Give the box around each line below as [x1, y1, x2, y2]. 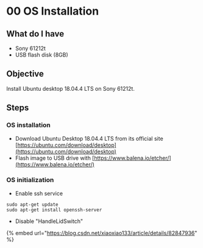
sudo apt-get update [6, 201, 59, 208]
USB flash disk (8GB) [15, 51, 68, 58]
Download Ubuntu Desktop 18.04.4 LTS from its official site [15, 135, 163, 142]
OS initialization [6, 175, 54, 184]
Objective [6, 69, 45, 79]
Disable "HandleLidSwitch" [15, 218, 84, 225]
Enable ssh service [15, 190, 63, 197]
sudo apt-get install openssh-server [6, 207, 102, 213]
